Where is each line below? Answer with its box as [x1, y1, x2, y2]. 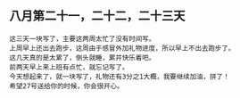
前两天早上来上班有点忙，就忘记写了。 [9, 62, 129, 71]
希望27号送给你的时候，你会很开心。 [9, 81, 124, 91]
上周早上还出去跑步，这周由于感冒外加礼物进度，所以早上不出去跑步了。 [9, 44, 236, 53]
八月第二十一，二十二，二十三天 [9, 8, 186, 24]
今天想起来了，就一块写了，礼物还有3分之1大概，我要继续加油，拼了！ [9, 72, 230, 81]
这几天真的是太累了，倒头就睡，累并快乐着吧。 [9, 53, 156, 62]
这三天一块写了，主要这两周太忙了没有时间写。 [9, 34, 156, 43]
